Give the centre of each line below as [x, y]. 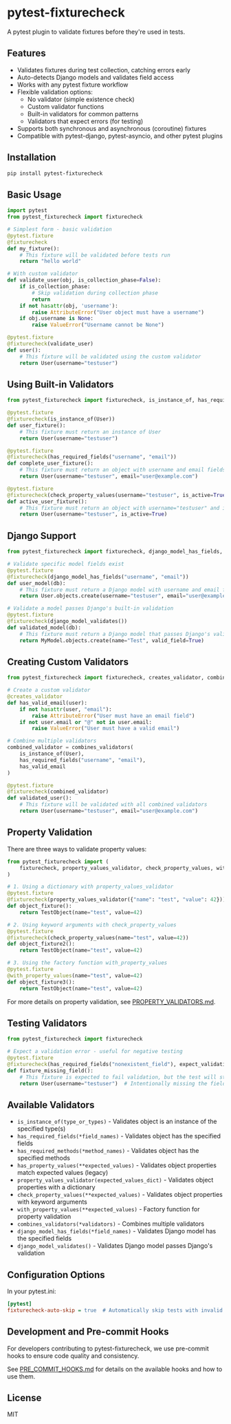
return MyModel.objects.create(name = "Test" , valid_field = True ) [112, 640]
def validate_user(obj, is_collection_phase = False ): [84, 280]
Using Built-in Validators [60, 384]
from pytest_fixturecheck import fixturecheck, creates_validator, [106, 678]
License [24, 1398]
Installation [32, 157]
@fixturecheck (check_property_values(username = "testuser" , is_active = [110, 495]
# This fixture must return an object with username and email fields [123, 470]
